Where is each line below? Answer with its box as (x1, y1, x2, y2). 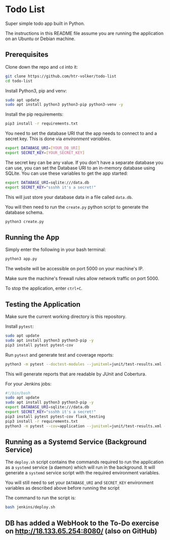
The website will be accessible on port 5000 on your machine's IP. (5, 266, 144, 272)
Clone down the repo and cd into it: (5, 63, 78, 70)
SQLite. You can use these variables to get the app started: (5, 170, 128, 176)
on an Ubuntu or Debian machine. (5, 36, 76, 42)
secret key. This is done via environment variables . (5, 136, 111, 142)
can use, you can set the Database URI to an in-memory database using (5, 165, 155, 171)
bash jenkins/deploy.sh (5, 504, 56, 510)
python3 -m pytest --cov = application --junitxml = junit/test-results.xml (5, 423, 162, 429)
